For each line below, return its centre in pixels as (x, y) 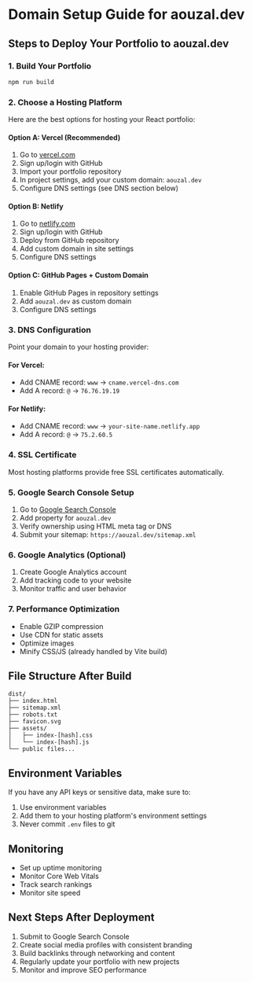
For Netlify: (27, 408)
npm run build (31, 82)
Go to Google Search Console (68, 509)
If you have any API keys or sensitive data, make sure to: (99, 793)
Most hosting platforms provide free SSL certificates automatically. (116, 472)
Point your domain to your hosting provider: (79, 347)
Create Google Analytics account (73, 572)
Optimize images (47, 643)
